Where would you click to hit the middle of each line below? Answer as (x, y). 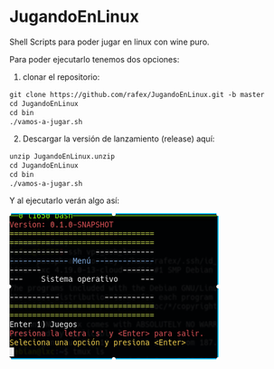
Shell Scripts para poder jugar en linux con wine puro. (109, 42)
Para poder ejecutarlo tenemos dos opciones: (94, 59)
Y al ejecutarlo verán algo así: (65, 200)
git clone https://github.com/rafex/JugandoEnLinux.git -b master (137, 94)
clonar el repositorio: (61, 77)
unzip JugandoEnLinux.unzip (62, 156)
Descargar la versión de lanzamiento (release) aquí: (118, 139)
